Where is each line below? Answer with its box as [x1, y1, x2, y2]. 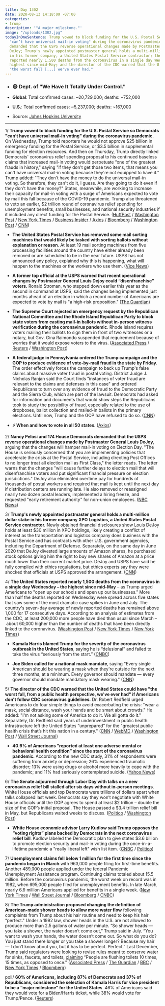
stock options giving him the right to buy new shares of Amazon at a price [5, 553, 155, 559]
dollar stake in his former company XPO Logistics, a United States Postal [5, 517, 156, 523]
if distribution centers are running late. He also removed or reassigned [5, 486, 147, 492]
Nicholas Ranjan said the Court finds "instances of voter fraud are [12, 376, 146, 382]
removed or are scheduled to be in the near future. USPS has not [12, 253, 144, 259]
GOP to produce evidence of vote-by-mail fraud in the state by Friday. [12, 360, 158, 366]
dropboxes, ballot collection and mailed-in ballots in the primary [12, 407, 141, 413]
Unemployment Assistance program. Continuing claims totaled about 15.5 [5, 871, 154, 877]
